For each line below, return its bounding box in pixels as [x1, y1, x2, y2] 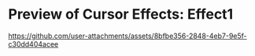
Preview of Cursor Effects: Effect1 [8, 5, 234, 23]
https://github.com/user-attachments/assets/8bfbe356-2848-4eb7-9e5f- [8, 31, 248, 40]
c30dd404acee [8, 39, 59, 48]
